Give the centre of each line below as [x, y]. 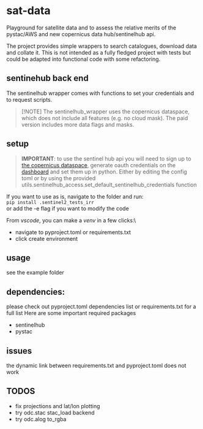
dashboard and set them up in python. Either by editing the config [104, 172]
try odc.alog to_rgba [41, 419]
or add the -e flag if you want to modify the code [68, 208]
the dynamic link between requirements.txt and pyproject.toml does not [96, 366]
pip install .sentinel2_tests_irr [50, 202]
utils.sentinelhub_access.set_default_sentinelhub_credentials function [109, 184]
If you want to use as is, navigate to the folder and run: [75, 196]
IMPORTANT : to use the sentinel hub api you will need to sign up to [106, 158]
